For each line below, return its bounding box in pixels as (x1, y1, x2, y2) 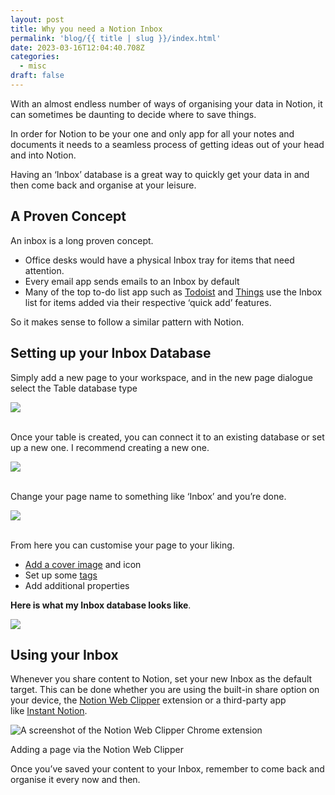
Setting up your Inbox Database (10, 345, 212, 362)
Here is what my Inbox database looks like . (10, 599, 192, 611)
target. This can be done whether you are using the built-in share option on (10, 684, 320, 696)
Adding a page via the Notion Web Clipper (10, 744, 184, 756)
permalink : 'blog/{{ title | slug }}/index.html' (10, 33, 222, 43)
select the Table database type (10, 382, 138, 394)
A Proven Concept (10, 208, 127, 225)
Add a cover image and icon (24, 558, 142, 570)
